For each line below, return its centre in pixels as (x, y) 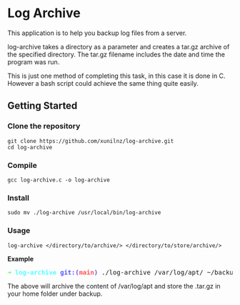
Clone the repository (44, 126)
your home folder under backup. (55, 294)
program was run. (34, 61)
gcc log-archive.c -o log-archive (59, 180)
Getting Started (42, 106)
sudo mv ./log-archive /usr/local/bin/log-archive (84, 213)
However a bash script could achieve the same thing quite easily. (103, 83)
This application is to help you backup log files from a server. (97, 33)
